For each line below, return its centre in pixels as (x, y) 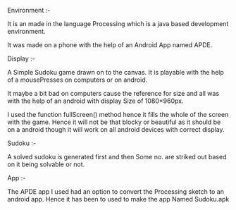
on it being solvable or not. (46, 164)
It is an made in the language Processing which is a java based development (118, 24)
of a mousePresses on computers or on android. (77, 80)
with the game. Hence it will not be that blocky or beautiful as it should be (114, 122)
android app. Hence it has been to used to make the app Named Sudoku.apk (118, 199)
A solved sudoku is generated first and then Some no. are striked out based (117, 157)
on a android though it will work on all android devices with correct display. (116, 129)
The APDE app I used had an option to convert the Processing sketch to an (116, 192)
